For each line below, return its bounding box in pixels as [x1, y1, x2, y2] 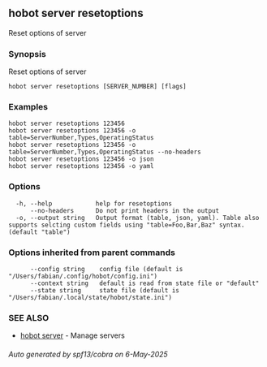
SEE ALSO [8, 312, 50, 323]
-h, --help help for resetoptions [15, 199, 173, 208]
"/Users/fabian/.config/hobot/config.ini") [8, 272, 158, 280]
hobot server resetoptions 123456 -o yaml [8, 162, 154, 171]
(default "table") [8, 227, 71, 236]
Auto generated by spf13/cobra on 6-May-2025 [8, 349, 168, 359]
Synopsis [8, 48, 46, 59]
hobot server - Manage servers [19, 330, 126, 340]
